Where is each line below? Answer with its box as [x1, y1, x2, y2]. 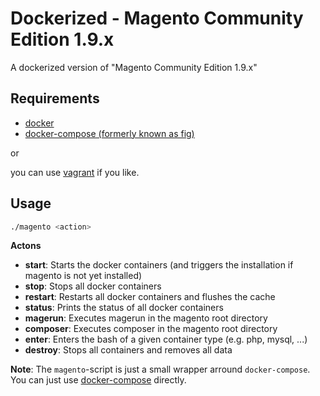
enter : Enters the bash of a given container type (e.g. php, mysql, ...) [24, 333, 308, 346]
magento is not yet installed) [24, 270, 143, 282]
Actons [10, 240, 42, 252]
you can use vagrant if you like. [10, 166, 140, 178]
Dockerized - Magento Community [10, 7, 304, 30]
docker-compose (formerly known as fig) [24, 127, 195, 139]
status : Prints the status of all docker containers [24, 302, 224, 314]
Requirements [10, 90, 100, 107]
